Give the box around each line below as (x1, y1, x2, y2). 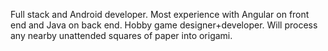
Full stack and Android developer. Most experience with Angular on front (10, 9, 310, 20)
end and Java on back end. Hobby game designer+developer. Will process (10, 19, 318, 31)
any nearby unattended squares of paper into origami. (10, 30, 233, 41)
